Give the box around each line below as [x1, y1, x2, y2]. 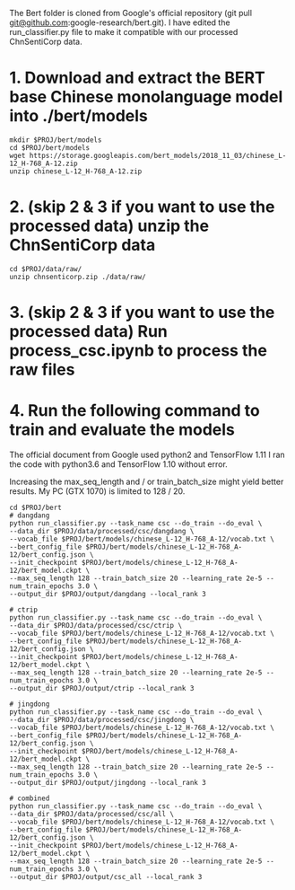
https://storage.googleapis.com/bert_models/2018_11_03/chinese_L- [29, 151, 287, 160]
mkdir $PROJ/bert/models [9, 135, 102, 145]
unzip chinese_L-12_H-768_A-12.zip [9, 166, 143, 176]
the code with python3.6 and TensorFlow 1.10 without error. [9, 459, 229, 470]
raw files [9, 359, 75, 380]
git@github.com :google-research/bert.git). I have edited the [9, 17, 230, 28]
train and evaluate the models [9, 419, 236, 440]
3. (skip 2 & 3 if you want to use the [9, 303, 275, 322]
